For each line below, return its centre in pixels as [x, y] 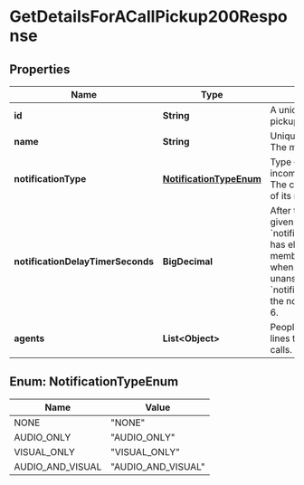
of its [281, 196]
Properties [40, 69]
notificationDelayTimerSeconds [84, 262]
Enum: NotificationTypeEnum [94, 382]
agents [29, 338]
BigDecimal [188, 262]
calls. [281, 350]
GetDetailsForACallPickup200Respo [148, 17]
